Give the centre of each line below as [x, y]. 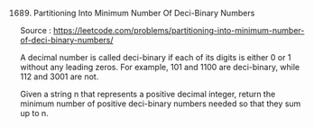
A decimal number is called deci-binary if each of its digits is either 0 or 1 [156, 57]
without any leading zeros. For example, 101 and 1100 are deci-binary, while [160, 67]
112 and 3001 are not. [60, 77]
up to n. [34, 113]
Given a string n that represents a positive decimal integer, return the [148, 94]
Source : [36, 30]
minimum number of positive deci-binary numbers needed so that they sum [161, 104]
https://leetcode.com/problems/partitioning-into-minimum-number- [179, 30]
